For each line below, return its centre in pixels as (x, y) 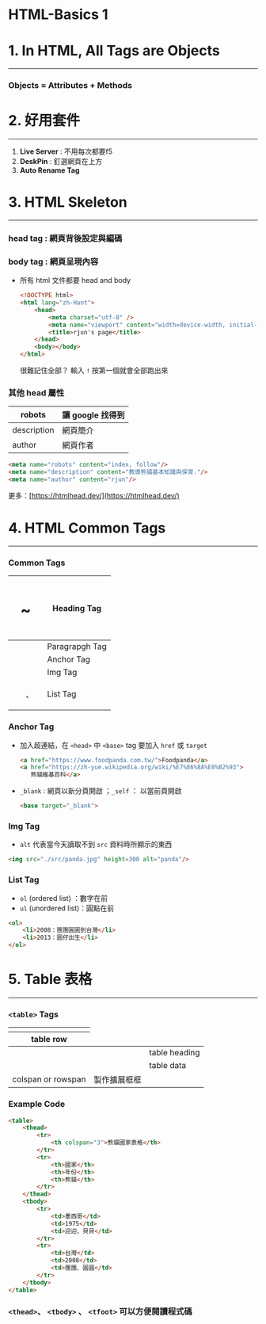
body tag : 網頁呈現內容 (53, 261)
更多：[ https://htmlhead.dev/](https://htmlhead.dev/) (94, 495)
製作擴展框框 (118, 1080)
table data (168, 1066)
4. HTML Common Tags (87, 528)
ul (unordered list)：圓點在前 (67, 908)
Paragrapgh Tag (77, 647)
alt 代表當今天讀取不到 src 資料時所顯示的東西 (96, 845)
